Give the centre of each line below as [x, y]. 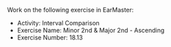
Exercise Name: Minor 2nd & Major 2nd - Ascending [91, 30]
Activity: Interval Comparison [58, 23]
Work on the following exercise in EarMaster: [70, 10]
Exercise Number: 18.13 [50, 37]
